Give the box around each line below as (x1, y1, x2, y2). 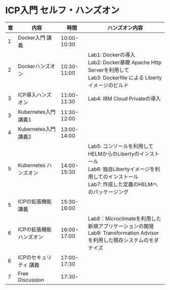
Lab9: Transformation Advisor (88, 229, 159, 236)
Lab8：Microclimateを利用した (88, 215, 162, 222)
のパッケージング (88, 188, 129, 196)
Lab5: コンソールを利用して (88, 143, 154, 150)
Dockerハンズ (18, 62, 51, 70)
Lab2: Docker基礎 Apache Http (88, 59, 162, 66)
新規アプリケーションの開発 (88, 222, 154, 230)
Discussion (18, 276, 45, 283)
